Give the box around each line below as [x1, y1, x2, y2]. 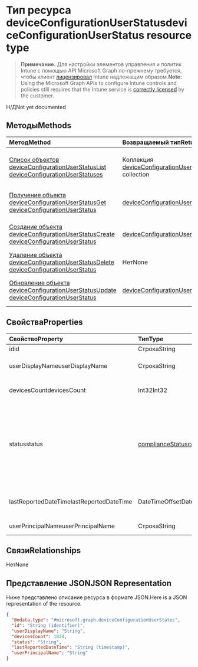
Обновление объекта [9, 279, 70, 287]
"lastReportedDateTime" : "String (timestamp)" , [11, 645, 131, 650]
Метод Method [9, 138, 51, 146]
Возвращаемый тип [122, 138, 181, 146]
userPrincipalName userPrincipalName [9, 522, 115, 530]
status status [9, 440, 43, 448]
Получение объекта [9, 191, 67, 199]
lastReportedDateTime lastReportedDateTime [9, 497, 133, 505]
